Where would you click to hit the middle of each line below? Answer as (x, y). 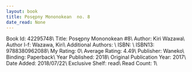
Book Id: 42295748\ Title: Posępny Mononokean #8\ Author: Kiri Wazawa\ (95, 39)
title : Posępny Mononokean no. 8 (48, 17)
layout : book (22, 11)
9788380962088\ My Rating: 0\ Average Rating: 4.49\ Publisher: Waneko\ (95, 51)
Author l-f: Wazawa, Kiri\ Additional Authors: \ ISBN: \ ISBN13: (80, 45)
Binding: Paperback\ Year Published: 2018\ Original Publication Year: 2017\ (96, 57)
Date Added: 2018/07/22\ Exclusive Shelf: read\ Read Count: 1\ (82, 63)
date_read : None (26, 22)
